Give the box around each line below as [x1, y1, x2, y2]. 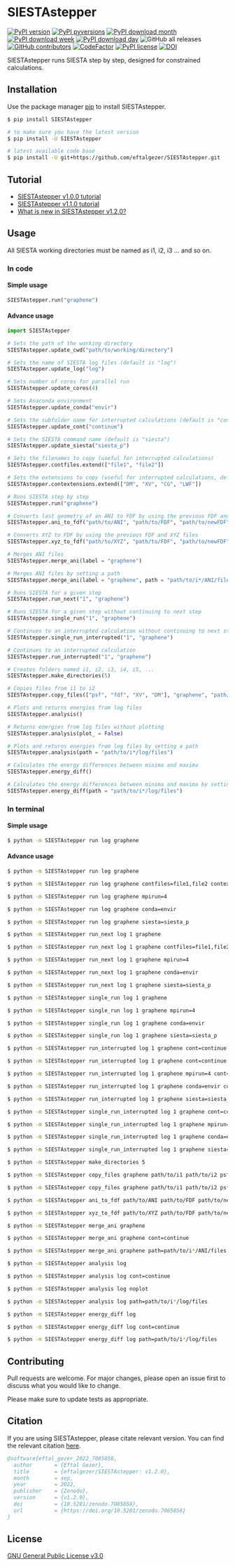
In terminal [7, 804, 45, 814]
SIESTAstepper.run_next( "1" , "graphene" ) [7, 595, 130, 603]
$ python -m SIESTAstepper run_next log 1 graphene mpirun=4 [7, 957, 190, 964]
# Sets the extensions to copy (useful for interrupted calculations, [7, 474, 218, 481]
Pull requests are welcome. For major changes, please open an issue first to [7, 1374, 226, 1382]
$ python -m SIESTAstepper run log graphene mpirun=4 [7, 893, 168, 900]
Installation [7, 83, 57, 95]
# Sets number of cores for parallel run [7, 378, 130, 386]
